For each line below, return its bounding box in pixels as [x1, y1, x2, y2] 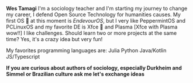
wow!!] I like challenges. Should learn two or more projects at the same [6, 30, 177, 37]
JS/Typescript [6, 53, 40, 60]
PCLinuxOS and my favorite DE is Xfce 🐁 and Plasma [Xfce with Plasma [6, 23, 178, 30]
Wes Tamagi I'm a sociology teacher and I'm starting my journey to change [6, 5, 188, 12]
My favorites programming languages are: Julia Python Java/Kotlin [6, 47, 167, 54]
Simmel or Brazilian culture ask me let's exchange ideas [6, 71, 144, 77]
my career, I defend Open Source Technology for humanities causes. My [6, 11, 181, 18]
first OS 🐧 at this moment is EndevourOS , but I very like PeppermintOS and [6, 17, 186, 24]
